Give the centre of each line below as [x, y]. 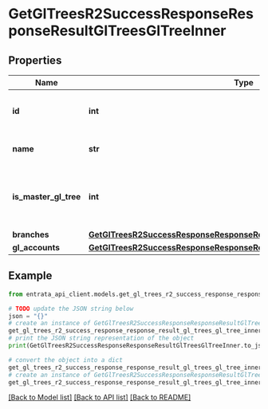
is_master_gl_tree [47, 197]
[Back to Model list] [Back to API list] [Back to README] [100, 397]
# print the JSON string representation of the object [101, 338]
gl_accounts [36, 248]
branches [31, 234]
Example [30, 276]
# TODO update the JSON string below [71, 309]
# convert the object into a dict [66, 360]
